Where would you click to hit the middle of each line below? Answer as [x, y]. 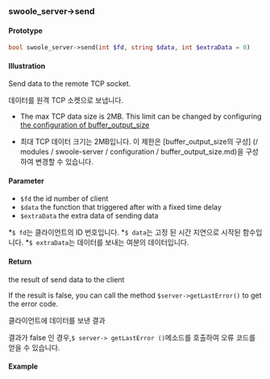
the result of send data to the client [66, 279]
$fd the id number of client [64, 198]
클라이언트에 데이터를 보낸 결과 [57, 320]
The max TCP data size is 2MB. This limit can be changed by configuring [141, 117]
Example [23, 367]
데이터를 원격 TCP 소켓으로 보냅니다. [66, 100]
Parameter [26, 181]
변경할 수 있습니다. [64, 162]
